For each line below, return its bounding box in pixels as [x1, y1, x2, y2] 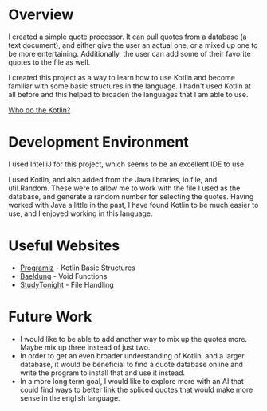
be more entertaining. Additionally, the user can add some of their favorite [8, 49, 251, 58]
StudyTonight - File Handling [19, 280, 114, 289]
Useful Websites [8, 237, 120, 255]
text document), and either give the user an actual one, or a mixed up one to [8, 40, 258, 49]
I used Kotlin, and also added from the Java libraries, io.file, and [8, 174, 218, 184]
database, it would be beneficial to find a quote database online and [19, 359, 243, 369]
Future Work [8, 308, 92, 326]
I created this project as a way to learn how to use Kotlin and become [8, 72, 235, 82]
